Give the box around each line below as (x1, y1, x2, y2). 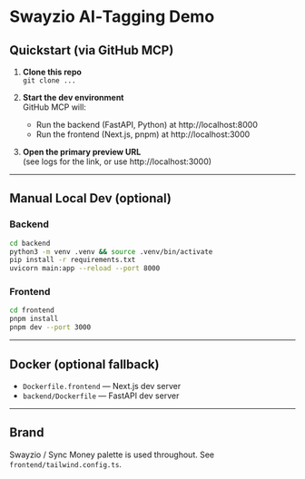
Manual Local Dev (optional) (9, 191, 172, 206)
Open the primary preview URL (22, 147, 142, 157)
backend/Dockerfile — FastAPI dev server (22, 390, 180, 401)
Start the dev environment (22, 93, 124, 103)
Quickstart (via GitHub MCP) (9, 43, 174, 58)
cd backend (9, 239, 51, 248)
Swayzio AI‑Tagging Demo (9, 6, 215, 27)
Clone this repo (22, 66, 82, 77)
